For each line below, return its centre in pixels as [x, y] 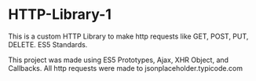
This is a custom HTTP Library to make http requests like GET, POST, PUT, [128, 36]
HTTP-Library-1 [60, 15]
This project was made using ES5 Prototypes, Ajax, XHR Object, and [119, 60]
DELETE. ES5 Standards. [48, 44]
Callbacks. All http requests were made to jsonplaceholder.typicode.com [126, 68]
